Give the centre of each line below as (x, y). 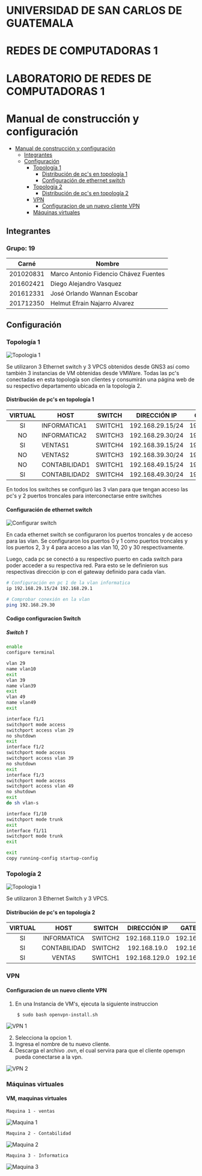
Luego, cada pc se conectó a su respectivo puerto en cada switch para (94, 559)
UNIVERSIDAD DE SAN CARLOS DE (94, 11)
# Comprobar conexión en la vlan (48, 600)
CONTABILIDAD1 (66, 465)
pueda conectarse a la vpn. (49, 1057)
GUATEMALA (40, 23)
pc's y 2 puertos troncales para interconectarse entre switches (84, 496)
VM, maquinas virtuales (37, 1098)
